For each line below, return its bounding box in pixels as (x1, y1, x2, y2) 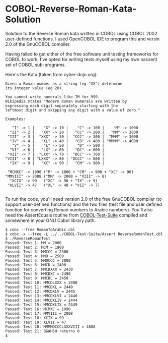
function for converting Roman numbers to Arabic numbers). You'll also (5, 206, 153, 212)
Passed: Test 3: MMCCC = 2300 (5, 249, 69, 254)
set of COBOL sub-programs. (5, 62, 66, 68)
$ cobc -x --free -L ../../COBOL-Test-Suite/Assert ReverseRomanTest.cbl (5, 232, 163, 237)
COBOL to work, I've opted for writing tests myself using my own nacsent (5, 56, 157, 62)
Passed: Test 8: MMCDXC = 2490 (5, 271, 71, 276)
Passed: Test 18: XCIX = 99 (5, 315, 64, 320)
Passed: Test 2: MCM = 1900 (5, 245, 64, 250)
